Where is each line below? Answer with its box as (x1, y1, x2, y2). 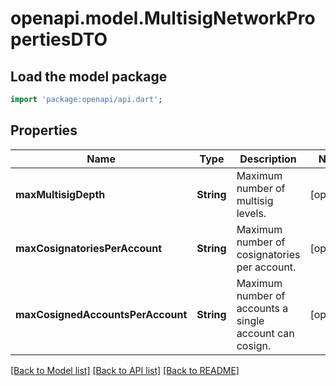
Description (239, 152, 297, 166)
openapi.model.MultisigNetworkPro (10, 7, 316, 30)
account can (236, 326, 295, 340)
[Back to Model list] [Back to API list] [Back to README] (10, 364, 240, 376)
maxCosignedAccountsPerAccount (15, 307, 188, 321)
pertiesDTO (10, 28, 108, 51)
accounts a (236, 301, 289, 315)
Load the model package (10, 68, 168, 85)
